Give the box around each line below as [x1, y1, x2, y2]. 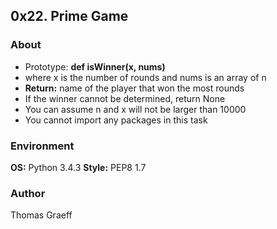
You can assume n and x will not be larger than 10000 [24, 103, 247, 115]
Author [10, 186, 46, 200]
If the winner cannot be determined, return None [24, 92, 226, 104]
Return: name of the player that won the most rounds [24, 82, 245, 94]
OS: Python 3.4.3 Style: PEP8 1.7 [10, 161, 147, 173]
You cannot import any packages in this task [24, 114, 208, 126]
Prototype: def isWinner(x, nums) [24, 60, 166, 73]
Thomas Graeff [10, 209, 73, 221]
